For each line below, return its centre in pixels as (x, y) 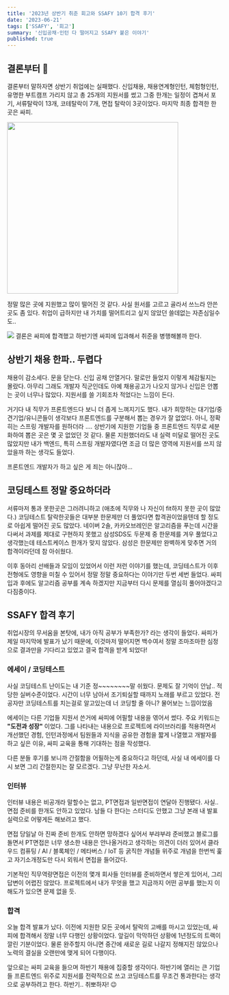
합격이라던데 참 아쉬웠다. (40, 551)
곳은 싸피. (20, 112)
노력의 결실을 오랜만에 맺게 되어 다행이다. (62, 953)
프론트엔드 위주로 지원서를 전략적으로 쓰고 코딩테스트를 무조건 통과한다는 (111, 976)
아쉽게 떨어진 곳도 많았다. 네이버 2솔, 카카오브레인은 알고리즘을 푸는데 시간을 (116, 525)
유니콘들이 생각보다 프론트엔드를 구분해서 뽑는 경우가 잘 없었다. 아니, (117, 418)
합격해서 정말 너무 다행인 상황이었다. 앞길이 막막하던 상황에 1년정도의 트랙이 (120, 936)
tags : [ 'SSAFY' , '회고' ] (41, 26)
